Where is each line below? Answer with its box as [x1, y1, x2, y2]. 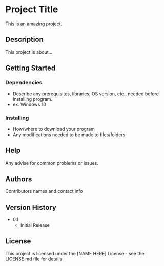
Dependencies [5, 79, 43, 86]
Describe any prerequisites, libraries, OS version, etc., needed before [12, 91, 159, 97]
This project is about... [5, 49, 53, 55]
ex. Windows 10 [12, 101, 46, 108]
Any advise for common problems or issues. [5, 160, 99, 166]
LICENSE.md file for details [5, 256, 63, 262]
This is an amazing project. [5, 20, 63, 27]
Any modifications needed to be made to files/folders [12, 131, 126, 138]
